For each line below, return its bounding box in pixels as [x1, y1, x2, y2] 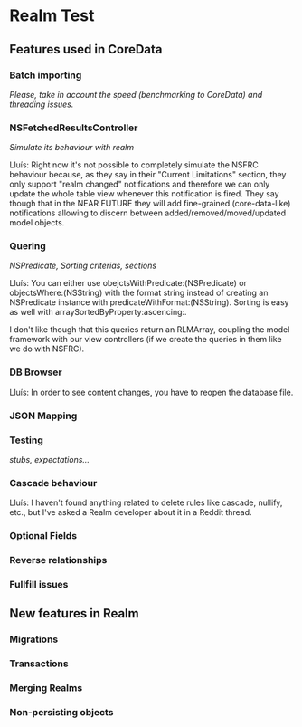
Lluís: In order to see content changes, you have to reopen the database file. [9, 387, 294, 397]
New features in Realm [9, 606, 139, 621]
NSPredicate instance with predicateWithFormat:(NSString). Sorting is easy [9, 297, 289, 308]
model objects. [9, 217, 65, 228]
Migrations [9, 633, 59, 646]
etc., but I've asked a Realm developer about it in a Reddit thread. [9, 507, 252, 518]
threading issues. [9, 99, 74, 110]
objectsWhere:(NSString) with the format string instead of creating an [9, 287, 269, 299]
